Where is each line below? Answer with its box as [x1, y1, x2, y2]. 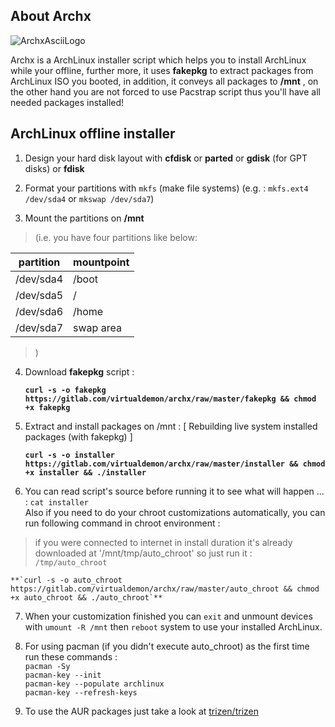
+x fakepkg [24, 402, 71, 413]
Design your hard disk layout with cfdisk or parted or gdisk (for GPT [24, 152, 308, 164]
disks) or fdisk [24, 162, 85, 174]
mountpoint [73, 255, 130, 269]
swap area [73, 320, 122, 334]
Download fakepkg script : [24, 365, 135, 378]
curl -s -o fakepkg [24, 385, 107, 395]
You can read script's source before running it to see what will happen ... [24, 485, 325, 497]
